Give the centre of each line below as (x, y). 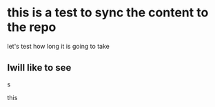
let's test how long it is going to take (59, 46)
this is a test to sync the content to (108, 13)
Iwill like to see (39, 68)
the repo (32, 27)
